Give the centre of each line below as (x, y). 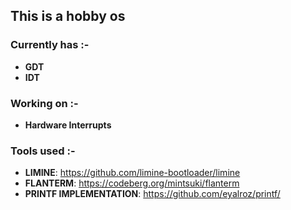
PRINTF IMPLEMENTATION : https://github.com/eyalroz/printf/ (152, 194)
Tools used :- (43, 151)
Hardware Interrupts (68, 125)
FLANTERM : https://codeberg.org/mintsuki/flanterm (132, 183)
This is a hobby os (68, 16)
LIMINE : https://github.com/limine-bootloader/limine (132, 173)
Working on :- (44, 103)
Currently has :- (50, 45)
